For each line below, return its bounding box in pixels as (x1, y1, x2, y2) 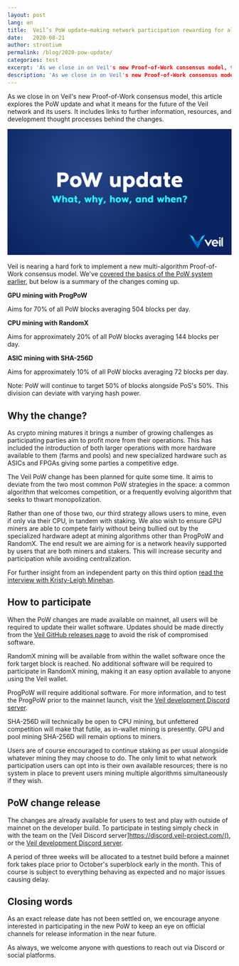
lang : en (7, 19, 33, 26)
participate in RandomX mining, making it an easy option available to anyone (7, 666, 231, 676)
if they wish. (7, 776, 43, 784)
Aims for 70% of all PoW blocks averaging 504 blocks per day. (7, 305, 191, 313)
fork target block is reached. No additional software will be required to (7, 659, 213, 668)
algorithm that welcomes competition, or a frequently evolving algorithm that (7, 488, 232, 496)
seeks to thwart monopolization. (7, 495, 102, 503)
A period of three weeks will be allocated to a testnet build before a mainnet (7, 852, 230, 861)
